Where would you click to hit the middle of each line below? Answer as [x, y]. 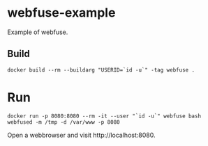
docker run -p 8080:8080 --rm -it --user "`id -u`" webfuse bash [104, 116]
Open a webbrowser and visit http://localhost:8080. [81, 135]
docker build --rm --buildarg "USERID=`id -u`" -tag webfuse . [101, 70]
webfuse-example [61, 13]
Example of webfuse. [38, 32]
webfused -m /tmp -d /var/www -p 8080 [64, 122]
